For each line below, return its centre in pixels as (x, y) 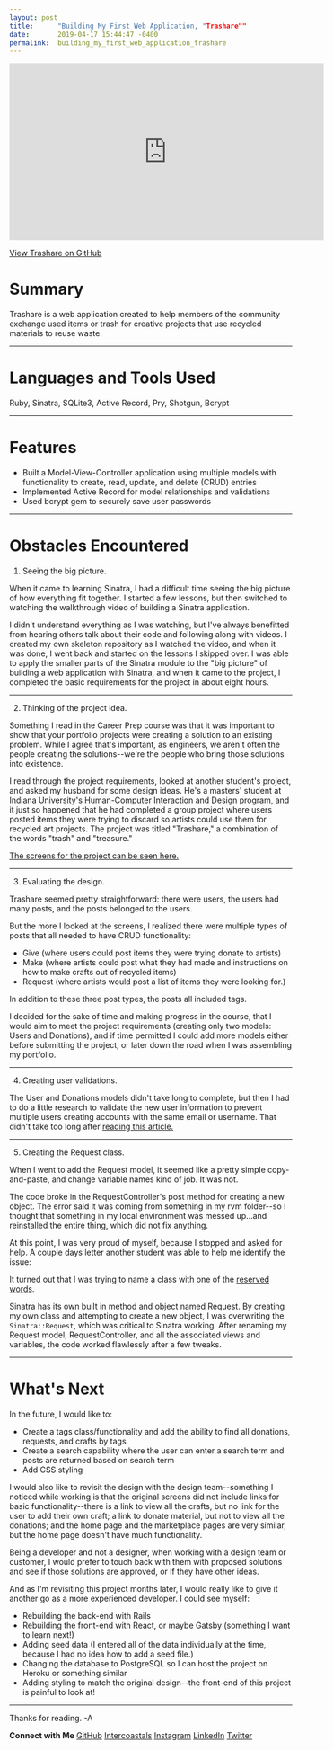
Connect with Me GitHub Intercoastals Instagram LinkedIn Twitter (131, 1735)
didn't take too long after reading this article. (92, 1126)
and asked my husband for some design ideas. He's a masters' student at (145, 791)
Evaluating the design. (63, 881)
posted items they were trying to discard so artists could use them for (138, 819)
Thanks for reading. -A (51, 1718)
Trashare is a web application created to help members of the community (145, 315)
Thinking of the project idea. (74, 708)
